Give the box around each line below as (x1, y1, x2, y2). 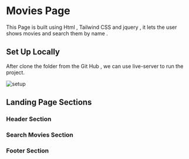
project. (6, 69, 25, 76)
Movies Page (6, 4, 70, 18)
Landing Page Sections (6, 97, 92, 107)
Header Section (6, 115, 52, 123)
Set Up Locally (6, 47, 60, 57)
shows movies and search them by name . (6, 29, 109, 37)
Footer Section (6, 146, 49, 154)
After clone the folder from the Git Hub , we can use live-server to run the (6, 62, 184, 69)
